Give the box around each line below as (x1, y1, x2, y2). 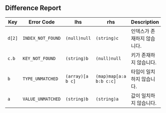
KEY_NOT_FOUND (22, 56, 56, 61)
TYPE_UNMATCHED (22, 76, 58, 82)
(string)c (95, 35, 119, 41)
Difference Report (5, 4, 62, 12)
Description (130, 18, 160, 25)
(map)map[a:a (95, 73, 126, 79)
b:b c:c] (95, 78, 116, 84)
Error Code (28, 18, 55, 25)
